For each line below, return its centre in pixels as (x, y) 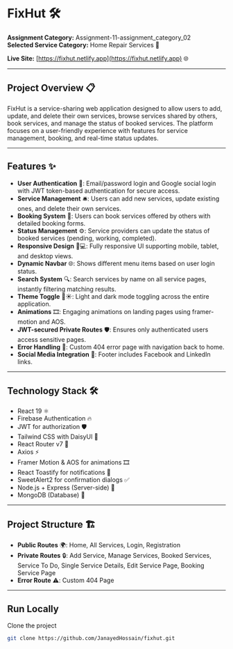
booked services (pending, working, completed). (87, 238)
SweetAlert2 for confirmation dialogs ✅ (73, 480)
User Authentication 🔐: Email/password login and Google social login (116, 183)
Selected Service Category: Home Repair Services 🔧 (83, 45)
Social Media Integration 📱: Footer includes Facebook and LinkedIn (114, 354)
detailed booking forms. (51, 223)
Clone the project (32, 625)
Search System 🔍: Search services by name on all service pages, (112, 279)
